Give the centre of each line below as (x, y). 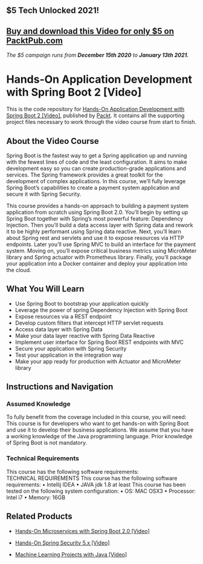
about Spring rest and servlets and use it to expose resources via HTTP (95, 238)
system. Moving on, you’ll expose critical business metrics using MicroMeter (101, 250)
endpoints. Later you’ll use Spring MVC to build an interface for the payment (101, 244)
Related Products (39, 517)
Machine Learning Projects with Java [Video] (71, 554)
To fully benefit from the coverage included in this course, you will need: (96, 417)
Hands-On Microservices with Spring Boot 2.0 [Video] (82, 531)
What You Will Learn (45, 289)
